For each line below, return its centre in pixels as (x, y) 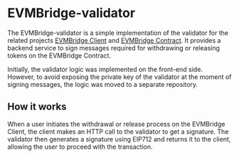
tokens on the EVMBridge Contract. (59, 56)
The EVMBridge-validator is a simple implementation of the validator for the (118, 33)
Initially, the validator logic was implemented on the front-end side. (105, 69)
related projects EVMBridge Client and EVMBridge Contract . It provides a (114, 40)
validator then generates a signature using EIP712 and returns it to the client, (119, 139)
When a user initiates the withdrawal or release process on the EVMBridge (116, 124)
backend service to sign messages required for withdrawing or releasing (114, 48)
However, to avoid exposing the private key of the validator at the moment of (119, 77)
